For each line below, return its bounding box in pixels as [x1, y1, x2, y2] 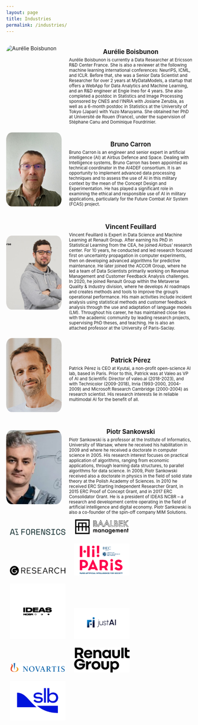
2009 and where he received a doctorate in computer [69, 447, 178, 453]
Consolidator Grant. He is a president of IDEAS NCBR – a [69, 494, 184, 500]
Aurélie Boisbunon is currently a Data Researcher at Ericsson [69, 57, 193, 63]
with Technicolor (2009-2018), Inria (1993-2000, [69, 381, 167, 387]
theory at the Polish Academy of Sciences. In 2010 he [69, 478, 178, 485]
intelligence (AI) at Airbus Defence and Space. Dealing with [69, 154, 189, 161]
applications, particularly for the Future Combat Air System [69, 196, 189, 202]
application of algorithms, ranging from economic [69, 457, 170, 464]
